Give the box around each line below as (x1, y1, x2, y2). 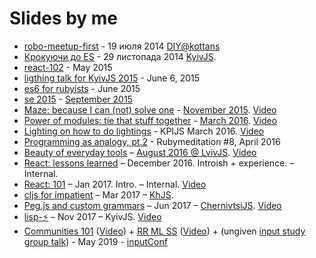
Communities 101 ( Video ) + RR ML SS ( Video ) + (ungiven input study (23, 225, 306, 237)
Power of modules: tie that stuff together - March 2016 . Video (23, 114, 278, 126)
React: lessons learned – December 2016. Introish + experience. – (23, 157, 295, 169)
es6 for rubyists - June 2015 (23, 82, 141, 94)
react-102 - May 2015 (23, 61, 113, 73)
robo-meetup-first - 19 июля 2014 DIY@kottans (23, 40, 221, 52)
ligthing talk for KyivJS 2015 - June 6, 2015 (23, 72, 201, 84)
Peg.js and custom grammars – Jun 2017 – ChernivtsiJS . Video (23, 199, 282, 211)
